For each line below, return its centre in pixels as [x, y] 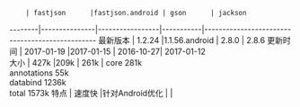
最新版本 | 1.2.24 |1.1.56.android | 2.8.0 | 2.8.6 [182, 40]
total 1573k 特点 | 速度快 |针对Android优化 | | [91, 93]
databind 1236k [38, 82]
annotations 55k [39, 73]
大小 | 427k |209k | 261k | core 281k [75, 62]
